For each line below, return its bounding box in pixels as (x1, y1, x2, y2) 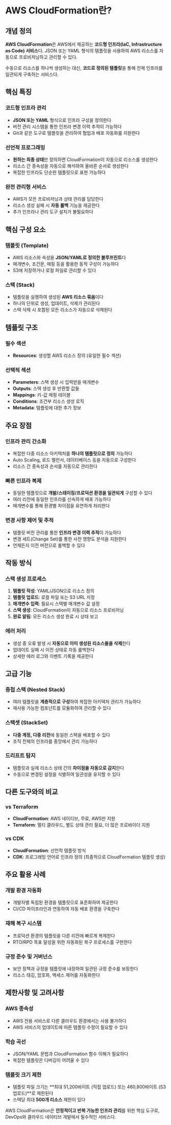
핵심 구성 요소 (5, 225, 46, 234)
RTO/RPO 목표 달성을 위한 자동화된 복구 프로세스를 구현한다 (12, 939, 132, 945)
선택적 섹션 (5, 366, 31, 373)
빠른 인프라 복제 (5, 477, 42, 484)
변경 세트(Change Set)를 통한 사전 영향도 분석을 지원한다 (12, 536, 127, 542)
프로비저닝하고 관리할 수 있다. (18, 54, 78, 60)
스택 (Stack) (5, 281, 35, 288)
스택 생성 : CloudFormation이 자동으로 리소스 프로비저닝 (12, 607, 124, 613)
